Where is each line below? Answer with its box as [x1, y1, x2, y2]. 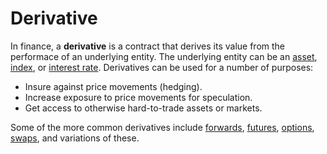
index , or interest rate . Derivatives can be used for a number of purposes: [10, 61, 314, 73]
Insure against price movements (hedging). [24, 80, 203, 92]
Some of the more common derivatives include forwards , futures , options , [10, 121, 315, 133]
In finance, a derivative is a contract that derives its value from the [10, 40, 286, 52]
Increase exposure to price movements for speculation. [24, 91, 253, 103]
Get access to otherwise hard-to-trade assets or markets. [24, 102, 263, 114]
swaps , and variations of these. [10, 132, 140, 144]
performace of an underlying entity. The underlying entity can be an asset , [10, 50, 318, 62]
